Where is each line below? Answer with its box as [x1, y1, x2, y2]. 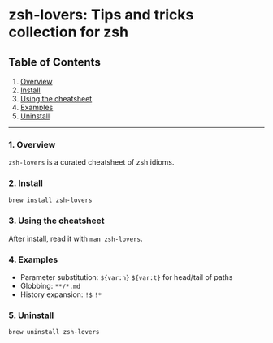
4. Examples [8, 254, 58, 265]
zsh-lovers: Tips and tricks [8, 6, 194, 24]
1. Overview [8, 139, 56, 150]
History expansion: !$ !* [19, 289, 102, 299]
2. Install [8, 178, 43, 189]
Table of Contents [8, 55, 102, 69]
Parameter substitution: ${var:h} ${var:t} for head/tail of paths [19, 272, 233, 282]
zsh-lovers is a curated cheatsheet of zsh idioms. [8, 157, 175, 167]
